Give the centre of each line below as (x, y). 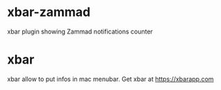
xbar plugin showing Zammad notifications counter (80, 31)
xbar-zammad (49, 12)
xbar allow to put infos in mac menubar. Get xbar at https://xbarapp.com (110, 79)
